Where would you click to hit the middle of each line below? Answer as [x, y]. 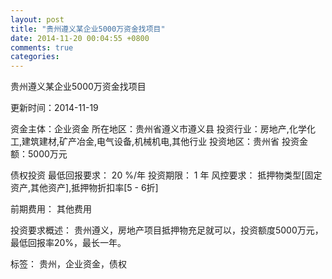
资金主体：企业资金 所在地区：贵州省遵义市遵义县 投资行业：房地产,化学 [158, 129]
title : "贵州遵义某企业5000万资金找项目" [88, 29]
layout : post [37, 19]
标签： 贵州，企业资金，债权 [68, 264]
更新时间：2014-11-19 [54, 108]
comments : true [42, 47]
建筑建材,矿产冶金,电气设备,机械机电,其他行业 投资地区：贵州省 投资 [160, 142]
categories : [35, 57]
